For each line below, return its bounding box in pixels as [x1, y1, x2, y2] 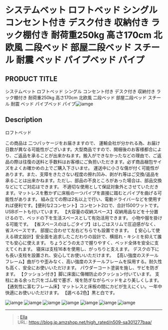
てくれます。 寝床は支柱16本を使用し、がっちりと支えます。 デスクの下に [9, 246, 160, 252]
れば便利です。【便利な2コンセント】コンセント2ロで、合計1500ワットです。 [5, 202, 162, 208]
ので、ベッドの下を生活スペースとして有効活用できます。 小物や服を [13, 215, 154, 221]
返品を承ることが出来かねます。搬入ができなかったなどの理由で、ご [18, 153, 158, 159]
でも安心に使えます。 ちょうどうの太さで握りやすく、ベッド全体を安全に [5, 240, 155, 246]
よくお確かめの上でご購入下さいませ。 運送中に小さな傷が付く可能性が [13, 165, 160, 171]
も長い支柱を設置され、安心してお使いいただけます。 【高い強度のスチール [5, 252, 159, 258]
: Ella [17, 314, 27, 320]
